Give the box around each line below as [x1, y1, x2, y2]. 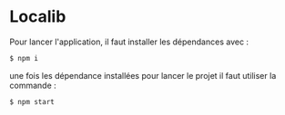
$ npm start [9, 97, 55, 106]
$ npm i [9, 53, 39, 62]
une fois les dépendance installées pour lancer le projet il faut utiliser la [9, 70, 277, 81]
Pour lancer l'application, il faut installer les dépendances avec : [9, 36, 249, 47]
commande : [9, 80, 56, 91]
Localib [9, 6, 66, 27]
